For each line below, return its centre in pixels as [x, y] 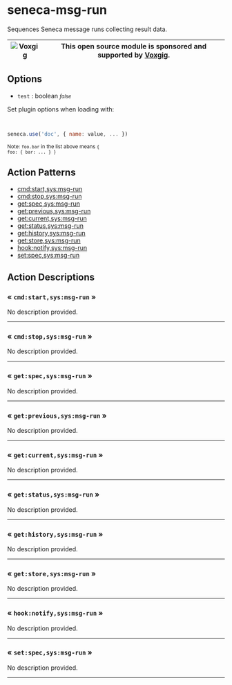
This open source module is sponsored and [134, 46]
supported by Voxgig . [134, 55]
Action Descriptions [51, 277]
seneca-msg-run [57, 10]
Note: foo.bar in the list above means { [54, 146]
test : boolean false [44, 96]
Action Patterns [41, 173]
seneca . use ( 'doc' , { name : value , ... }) [68, 134]
